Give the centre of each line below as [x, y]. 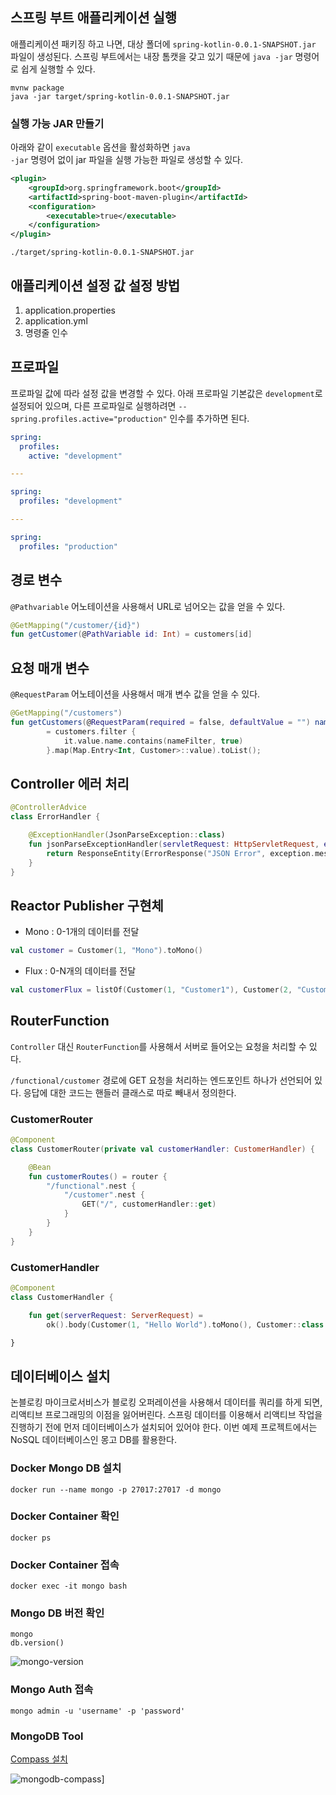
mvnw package [37, 88]
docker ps [31, 1538]
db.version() [37, 1643]
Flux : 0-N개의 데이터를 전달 [80, 971]
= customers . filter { [91, 731]
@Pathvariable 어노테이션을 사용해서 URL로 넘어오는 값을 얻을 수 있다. [148, 606]
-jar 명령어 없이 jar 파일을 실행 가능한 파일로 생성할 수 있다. [126, 160]
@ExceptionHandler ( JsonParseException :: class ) [127, 835]
